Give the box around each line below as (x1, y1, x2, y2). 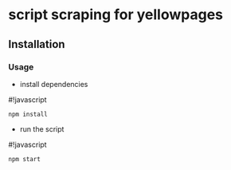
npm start (8, 155, 41, 163)
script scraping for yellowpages (8, 6, 224, 24)
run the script (19, 124, 65, 133)
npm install (8, 110, 48, 118)
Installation (8, 38, 65, 51)
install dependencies (19, 79, 88, 89)
